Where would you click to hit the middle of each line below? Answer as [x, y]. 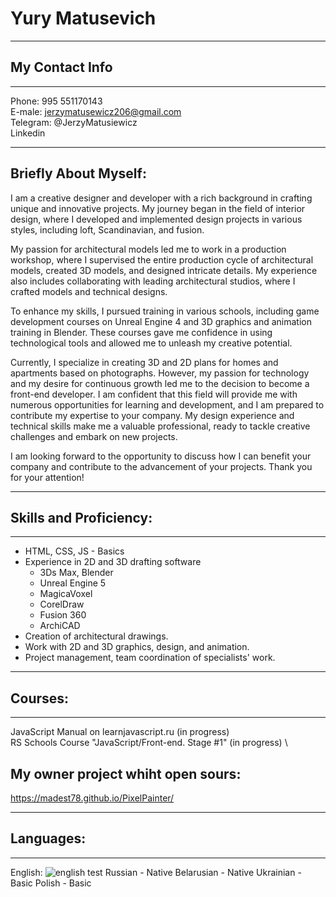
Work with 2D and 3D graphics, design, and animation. [137, 647]
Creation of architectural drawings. [96, 636]
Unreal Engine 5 [73, 583]
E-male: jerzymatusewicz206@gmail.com [96, 111]
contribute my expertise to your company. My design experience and [152, 415]
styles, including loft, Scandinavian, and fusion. [107, 229]
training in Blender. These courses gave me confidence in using [141, 332]
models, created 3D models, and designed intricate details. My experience [164, 270]
